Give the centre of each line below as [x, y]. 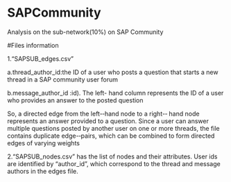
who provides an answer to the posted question [75, 100]
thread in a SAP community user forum [63, 79]
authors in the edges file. [43, 171]
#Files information [33, 45]
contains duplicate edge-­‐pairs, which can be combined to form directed [111, 136]
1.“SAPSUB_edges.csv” [41, 58]
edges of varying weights [43, 143]
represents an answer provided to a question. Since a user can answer [108, 121]
